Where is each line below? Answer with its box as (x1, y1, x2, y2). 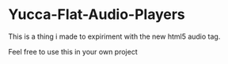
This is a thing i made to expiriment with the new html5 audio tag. (8, 32, 221, 41)
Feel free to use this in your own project (8, 47, 138, 56)
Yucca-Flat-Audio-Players (8, 6, 186, 24)
